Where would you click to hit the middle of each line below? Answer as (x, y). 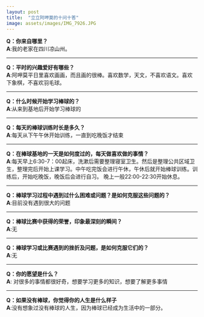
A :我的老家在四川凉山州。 (39, 49)
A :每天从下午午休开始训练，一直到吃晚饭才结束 (65, 135)
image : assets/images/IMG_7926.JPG (51, 23)
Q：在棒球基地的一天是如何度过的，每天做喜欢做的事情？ (77, 154)
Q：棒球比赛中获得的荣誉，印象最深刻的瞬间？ (64, 221)
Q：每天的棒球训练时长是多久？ (46, 128)
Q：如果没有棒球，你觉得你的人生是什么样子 (62, 300)
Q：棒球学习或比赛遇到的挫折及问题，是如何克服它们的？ (77, 248)
